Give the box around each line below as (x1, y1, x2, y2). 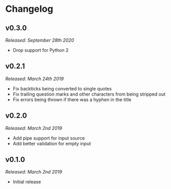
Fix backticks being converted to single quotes (12, 85, 112, 91)
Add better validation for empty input (12, 140, 91, 146)
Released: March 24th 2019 (5, 75, 64, 82)
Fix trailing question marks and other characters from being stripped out (12, 91, 166, 97)
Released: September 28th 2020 (5, 37, 74, 43)
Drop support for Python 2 (12, 47, 69, 53)
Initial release (12, 179, 41, 185)
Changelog (5, 3, 53, 15)
